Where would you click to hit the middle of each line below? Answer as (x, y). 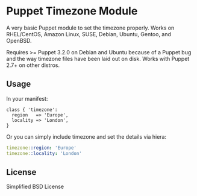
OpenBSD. (19, 40)
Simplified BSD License (35, 187)
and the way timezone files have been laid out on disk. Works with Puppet (98, 58)
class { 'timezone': (32, 110)
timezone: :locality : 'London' (44, 153)
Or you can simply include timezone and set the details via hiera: (86, 136)
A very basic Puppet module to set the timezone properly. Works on (90, 28)
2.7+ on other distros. (33, 65)
